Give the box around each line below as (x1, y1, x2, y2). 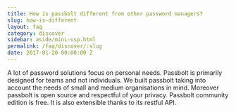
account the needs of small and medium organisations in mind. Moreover (7, 83, 220, 92)
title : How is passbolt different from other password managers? (7, 10, 203, 17)
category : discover (7, 29, 65, 37)
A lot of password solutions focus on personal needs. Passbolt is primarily (7, 68, 223, 77)
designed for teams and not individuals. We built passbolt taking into (7, 76, 206, 84)
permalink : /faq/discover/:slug (7, 43, 102, 50)
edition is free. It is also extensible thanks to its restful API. (7, 98, 177, 106)
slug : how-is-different (7, 17, 77, 24)
